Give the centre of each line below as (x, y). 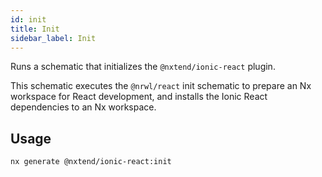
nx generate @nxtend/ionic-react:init (91, 162)
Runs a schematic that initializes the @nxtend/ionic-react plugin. (143, 67)
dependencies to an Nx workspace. (83, 107)
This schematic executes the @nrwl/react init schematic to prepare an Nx (161, 86)
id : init (28, 19)
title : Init (35, 29)
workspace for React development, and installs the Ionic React (139, 97)
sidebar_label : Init (53, 38)
